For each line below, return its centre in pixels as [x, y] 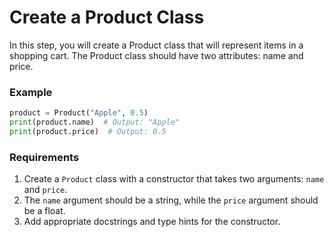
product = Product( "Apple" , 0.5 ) [79, 113]
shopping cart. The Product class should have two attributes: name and [156, 55]
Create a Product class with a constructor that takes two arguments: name [174, 179]
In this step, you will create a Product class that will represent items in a [156, 45]
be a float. [44, 211]
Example [31, 92]
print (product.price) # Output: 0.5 [88, 131]
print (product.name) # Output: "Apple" [95, 122]
